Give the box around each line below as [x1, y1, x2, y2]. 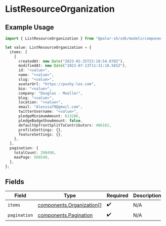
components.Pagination [38, 212, 93, 219]
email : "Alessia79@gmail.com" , [18, 104, 83, 109]
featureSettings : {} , [18, 132, 63, 137]
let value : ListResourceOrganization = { [5, 45, 92, 50]
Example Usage [5, 23, 54, 32]
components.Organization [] [38, 201, 102, 208]
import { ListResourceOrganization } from [5, 36, 94, 41]
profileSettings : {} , [18, 127, 63, 132]
